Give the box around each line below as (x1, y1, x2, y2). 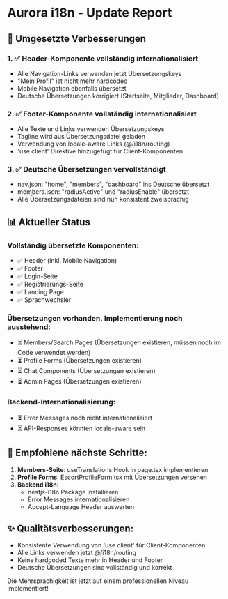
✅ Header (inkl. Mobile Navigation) (17, 257, 117, 265)
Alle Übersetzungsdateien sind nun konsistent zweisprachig (17, 195, 189, 204)
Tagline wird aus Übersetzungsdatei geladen (17, 132, 146, 141)
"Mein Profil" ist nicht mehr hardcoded (17, 77, 128, 85)
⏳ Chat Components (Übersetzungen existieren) (17, 367, 156, 375)
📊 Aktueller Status (7, 216, 90, 228)
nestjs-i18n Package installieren (27, 487, 119, 496)
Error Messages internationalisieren (27, 495, 130, 503)
